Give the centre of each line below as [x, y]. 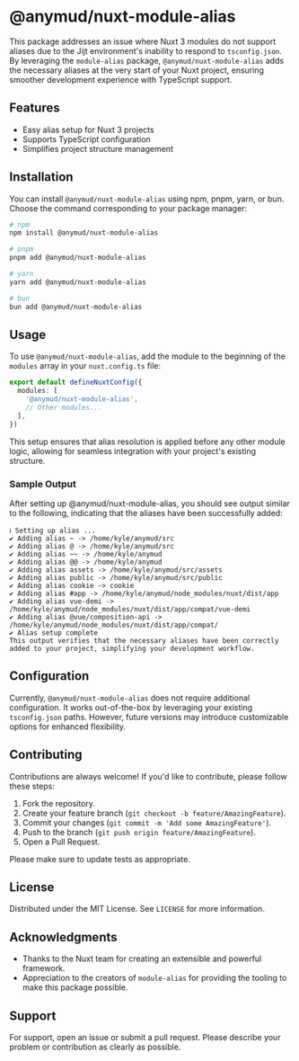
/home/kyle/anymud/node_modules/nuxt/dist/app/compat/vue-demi [130, 609]
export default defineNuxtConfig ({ [76, 383]
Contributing [46, 755]
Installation [41, 177]
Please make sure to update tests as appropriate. [100, 859]
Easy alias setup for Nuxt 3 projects [88, 129]
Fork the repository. [59, 803]
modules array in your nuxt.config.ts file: [85, 366]
